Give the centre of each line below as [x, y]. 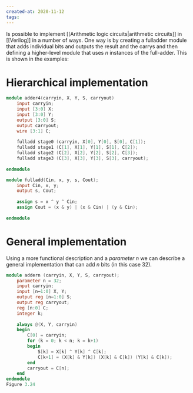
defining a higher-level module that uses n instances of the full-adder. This [96, 52]
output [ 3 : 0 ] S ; [37, 120]
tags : [13, 17]
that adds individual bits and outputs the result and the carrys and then [92, 46]
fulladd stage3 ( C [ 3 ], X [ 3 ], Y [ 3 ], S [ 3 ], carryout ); [83, 159]
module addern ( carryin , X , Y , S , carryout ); [63, 275]
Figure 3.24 [21, 385]
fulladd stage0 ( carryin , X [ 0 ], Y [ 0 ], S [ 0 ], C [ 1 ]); [81, 142]
